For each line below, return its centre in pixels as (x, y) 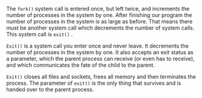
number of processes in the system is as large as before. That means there (99, 21)
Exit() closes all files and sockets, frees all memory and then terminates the (101, 77)
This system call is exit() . (39, 34)
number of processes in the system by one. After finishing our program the (99, 15)
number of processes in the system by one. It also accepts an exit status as (100, 52)
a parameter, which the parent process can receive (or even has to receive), (100, 59)
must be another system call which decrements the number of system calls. (100, 28)
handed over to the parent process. (50, 89)
